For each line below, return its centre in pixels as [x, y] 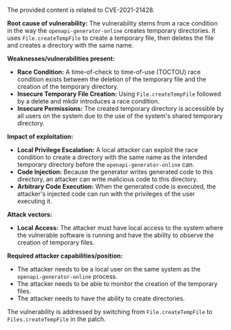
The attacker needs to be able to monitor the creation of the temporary [117, 284]
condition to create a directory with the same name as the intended [112, 157]
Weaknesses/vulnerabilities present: [61, 59]
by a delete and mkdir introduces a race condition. [88, 101]
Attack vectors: [30, 214]
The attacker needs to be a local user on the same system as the [109, 269]
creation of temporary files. [56, 243]
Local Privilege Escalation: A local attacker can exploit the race [107, 150]
